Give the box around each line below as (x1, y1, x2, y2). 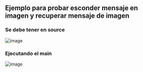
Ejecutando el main (5, 50, 52, 57)
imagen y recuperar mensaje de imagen (5, 12, 130, 20)
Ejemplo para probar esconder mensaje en (5, 4, 138, 12)
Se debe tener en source (5, 27, 65, 34)
